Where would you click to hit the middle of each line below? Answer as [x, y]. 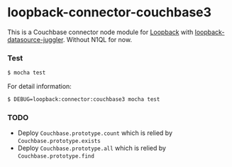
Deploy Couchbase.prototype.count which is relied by [95, 133]
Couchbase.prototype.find [56, 156]
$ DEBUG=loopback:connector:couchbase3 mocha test [84, 99]
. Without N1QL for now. [98, 39]
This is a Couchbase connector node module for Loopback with [100, 32]
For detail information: [40, 87]
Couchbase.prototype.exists [59, 141]
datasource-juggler [35, 39]
